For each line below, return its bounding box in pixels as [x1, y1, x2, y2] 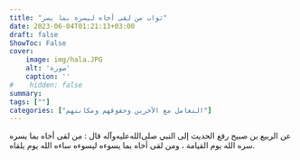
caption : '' [25, 72, 70, 81]
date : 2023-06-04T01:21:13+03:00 [9, 22, 136, 31]
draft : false [9, 30, 59, 39]
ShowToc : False [9, 38, 67, 48]
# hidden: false [9, 80, 83, 89]
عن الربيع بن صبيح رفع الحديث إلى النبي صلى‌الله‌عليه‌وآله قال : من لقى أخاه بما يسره [9, 130, 292, 141]
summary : [9, 89, 42, 98]
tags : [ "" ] [9, 97, 51, 107]
